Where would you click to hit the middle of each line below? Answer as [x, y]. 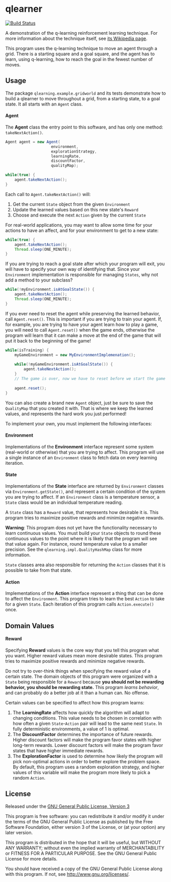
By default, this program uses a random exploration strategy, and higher [88, 767]
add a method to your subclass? [39, 280]
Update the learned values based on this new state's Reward [76, 209]
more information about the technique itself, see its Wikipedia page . [76, 38]
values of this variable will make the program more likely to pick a [81, 772]
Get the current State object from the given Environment [71, 204]
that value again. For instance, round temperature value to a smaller [76, 544]
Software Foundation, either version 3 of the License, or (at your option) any [85, 827]
